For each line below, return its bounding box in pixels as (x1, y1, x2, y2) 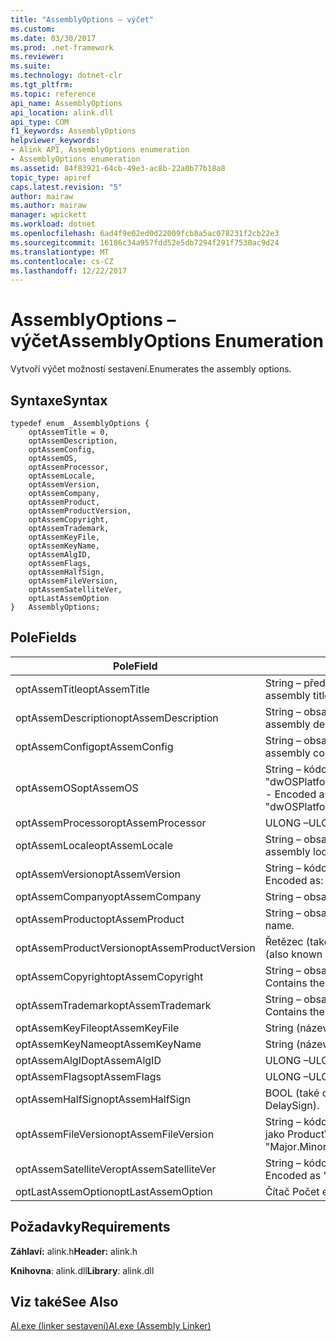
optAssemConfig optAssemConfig (15, 739, 174, 753)
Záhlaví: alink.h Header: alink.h (10, 1245, 138, 1257)
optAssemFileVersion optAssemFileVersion (15, 1127, 215, 1141)
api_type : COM (10, 117, 70, 127)
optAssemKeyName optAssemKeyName (15, 1037, 202, 1051)
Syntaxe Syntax (10, 392, 108, 409)
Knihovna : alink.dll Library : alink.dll (10, 1264, 155, 1276)
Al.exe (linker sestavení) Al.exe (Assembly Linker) (10, 1320, 212, 1332)
